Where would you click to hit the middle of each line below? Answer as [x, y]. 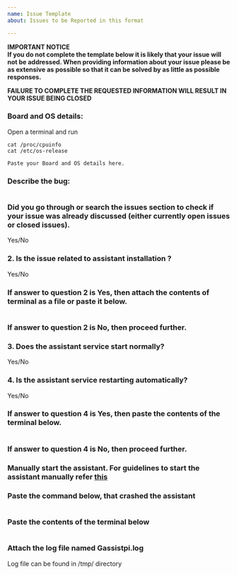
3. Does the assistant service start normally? [86, 346]
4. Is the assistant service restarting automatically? [98, 381]
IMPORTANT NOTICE [39, 47]
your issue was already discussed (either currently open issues [118, 216]
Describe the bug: [39, 181]
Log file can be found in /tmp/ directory [65, 564]
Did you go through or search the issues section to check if [111, 207]
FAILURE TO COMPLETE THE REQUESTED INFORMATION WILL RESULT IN [117, 91]
